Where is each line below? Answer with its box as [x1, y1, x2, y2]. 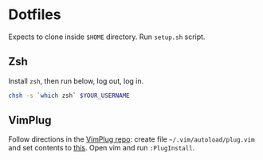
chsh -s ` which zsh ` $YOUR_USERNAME [8, 92, 130, 100]
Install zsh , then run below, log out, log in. [8, 76, 144, 85]
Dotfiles [8, 6, 61, 24]
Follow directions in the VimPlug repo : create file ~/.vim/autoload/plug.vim [8, 135, 255, 144]
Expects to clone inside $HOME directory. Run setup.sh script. [8, 32, 206, 41]
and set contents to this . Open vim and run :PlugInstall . [8, 143, 195, 153]
